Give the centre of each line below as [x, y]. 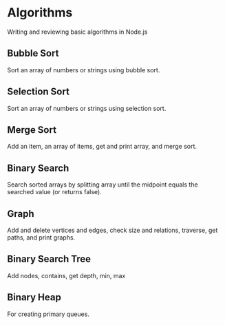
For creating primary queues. [48, 314]
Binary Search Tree [49, 259]
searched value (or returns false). [54, 192]
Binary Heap [34, 297]
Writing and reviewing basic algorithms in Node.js [77, 32]
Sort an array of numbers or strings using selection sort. [87, 108]
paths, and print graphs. [41, 238]
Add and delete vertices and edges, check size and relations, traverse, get [112, 230]
